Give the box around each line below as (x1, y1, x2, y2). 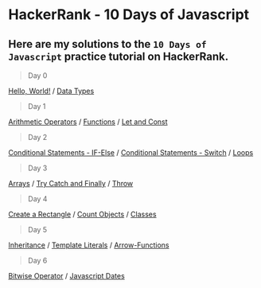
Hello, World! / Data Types (8, 86, 95, 95)
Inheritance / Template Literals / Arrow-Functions (8, 240, 169, 250)
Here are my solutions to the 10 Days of (8, 37, 207, 51)
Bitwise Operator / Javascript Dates (8, 271, 125, 280)
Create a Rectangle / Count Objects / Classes (8, 209, 157, 219)
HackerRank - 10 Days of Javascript (8, 6, 250, 24)
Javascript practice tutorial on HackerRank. (8, 49, 229, 63)
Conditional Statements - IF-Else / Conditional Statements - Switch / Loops (8, 148, 254, 157)
